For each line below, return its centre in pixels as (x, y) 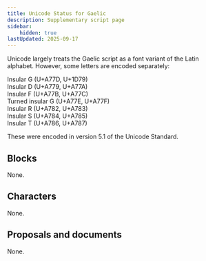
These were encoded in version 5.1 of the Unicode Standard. (93, 137)
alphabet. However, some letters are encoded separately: (89, 66)
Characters (32, 197)
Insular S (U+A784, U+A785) (48, 116)
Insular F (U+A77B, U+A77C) (48, 94)
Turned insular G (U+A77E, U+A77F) (59, 101)
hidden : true (38, 33)
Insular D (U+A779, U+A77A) (48, 87)
